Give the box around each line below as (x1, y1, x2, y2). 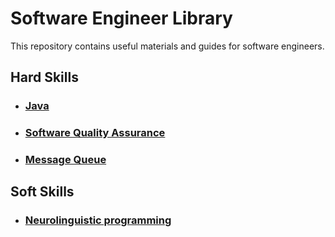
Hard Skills (10, 69, 79, 86)
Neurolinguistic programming (24, 213, 172, 227)
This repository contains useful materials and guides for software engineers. (10, 40, 325, 52)
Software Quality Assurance (24, 126, 166, 140)
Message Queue (24, 153, 107, 167)
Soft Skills (10, 183, 75, 201)
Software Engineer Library (10, 7, 233, 30)
